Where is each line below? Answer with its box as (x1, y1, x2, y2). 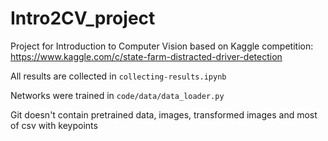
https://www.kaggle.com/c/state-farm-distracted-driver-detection (10, 50, 283, 62)
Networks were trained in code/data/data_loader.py (10, 89, 225, 101)
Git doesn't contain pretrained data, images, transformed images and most (10, 108, 318, 121)
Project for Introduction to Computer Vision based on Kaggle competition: (10, 40, 314, 52)
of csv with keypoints (10, 119, 98, 131)
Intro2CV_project (10, 7, 156, 30)
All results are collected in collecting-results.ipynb (10, 70, 227, 82)
